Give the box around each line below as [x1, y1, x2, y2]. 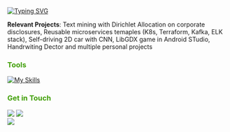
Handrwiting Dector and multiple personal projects [7, 43, 152, 51]
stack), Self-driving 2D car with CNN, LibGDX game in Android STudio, [7, 35, 210, 43]
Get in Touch [7, 94, 52, 103]
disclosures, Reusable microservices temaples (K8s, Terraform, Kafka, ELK [7, 28, 223, 36]
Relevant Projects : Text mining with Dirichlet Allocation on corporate [7, 20, 206, 29]
